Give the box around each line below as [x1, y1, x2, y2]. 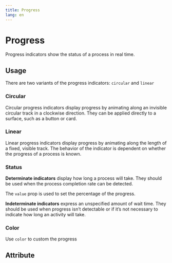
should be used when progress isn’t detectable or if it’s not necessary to [5, 206, 158, 212]
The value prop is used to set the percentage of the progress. [5, 191, 136, 197]
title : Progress [5, 7, 40, 13]
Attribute [5, 251, 35, 259]
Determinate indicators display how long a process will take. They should [5, 175, 162, 181]
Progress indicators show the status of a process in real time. [5, 51, 135, 58]
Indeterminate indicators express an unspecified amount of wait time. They [5, 201, 166, 207]
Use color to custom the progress [5, 236, 77, 242]
